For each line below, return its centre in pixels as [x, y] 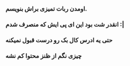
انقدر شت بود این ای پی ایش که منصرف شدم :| [65, 24]
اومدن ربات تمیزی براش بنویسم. [46, 9]
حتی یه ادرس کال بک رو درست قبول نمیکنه [59, 40]
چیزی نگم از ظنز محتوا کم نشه [44, 55]
